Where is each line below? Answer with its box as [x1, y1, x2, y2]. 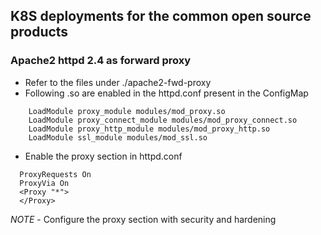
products [10, 24, 69, 41]
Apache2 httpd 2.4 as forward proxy [10, 54, 192, 68]
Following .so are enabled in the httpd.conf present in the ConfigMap [24, 87, 309, 99]
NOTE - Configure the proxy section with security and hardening [10, 213, 277, 225]
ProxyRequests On [19, 169, 92, 179]
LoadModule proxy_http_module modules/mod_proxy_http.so [28, 124, 271, 134]
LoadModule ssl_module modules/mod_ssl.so [28, 132, 208, 143]
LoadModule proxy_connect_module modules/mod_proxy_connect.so [28, 115, 298, 125]
